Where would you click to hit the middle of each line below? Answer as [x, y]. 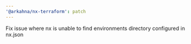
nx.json [15, 34]
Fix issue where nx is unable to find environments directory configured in [95, 28]
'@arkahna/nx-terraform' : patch [46, 11]
